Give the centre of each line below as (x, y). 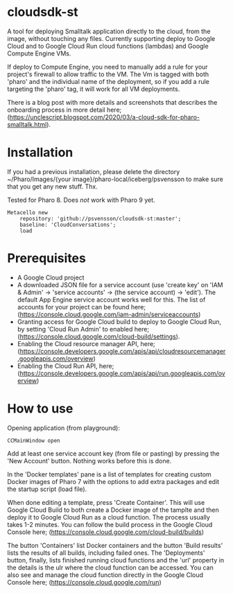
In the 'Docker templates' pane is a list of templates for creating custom (109, 474)
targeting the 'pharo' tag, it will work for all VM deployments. (94, 89)
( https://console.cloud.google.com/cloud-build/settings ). (98, 336)
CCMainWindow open (34, 440)
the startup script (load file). (47, 489)
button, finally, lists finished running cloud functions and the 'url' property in (115, 560)
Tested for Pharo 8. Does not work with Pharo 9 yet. (81, 200)
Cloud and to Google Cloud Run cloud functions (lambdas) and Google (108, 46)
